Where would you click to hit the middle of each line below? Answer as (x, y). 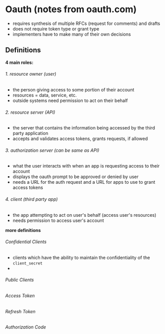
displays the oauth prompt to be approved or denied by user (75, 177)
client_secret (27, 263)
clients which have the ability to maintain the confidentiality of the (81, 257)
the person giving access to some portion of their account (73, 89)
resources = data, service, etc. (45, 95)
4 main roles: (20, 62)
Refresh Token (20, 311)
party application (30, 133)
